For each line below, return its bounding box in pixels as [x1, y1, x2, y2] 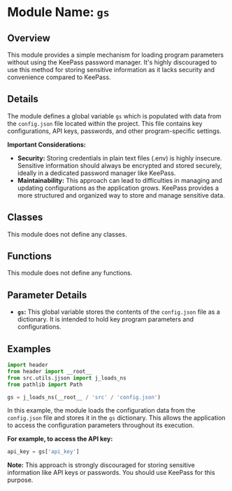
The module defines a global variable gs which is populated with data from [7, 111, 222, 120]
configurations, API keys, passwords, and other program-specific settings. [7, 127, 222, 135]
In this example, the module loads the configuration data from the [7, 406, 196, 415]
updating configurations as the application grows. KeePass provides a [17, 184, 219, 192]
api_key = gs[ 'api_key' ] [7, 448, 80, 455]
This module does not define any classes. [7, 230, 127, 238]
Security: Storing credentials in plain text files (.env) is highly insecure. [17, 153, 222, 162]
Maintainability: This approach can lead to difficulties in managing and [17, 176, 222, 184]
